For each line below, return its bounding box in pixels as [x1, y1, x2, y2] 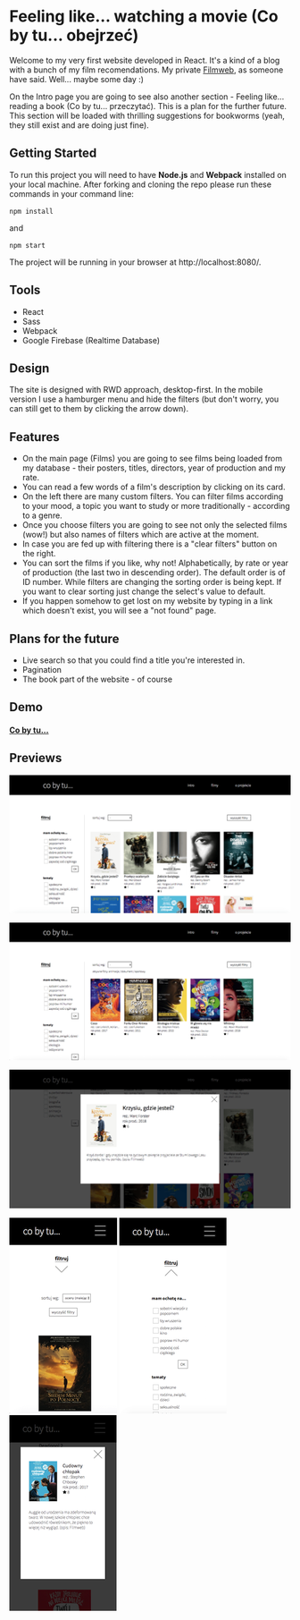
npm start [9, 241, 46, 250]
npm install [9, 207, 54, 216]
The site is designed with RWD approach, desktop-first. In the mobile [9, 385, 263, 395]
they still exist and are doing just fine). [9, 119, 149, 131]
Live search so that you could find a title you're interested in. [21, 655, 246, 666]
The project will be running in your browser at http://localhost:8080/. [9, 257, 262, 267]
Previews [9, 751, 62, 766]
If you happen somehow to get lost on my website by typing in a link [21, 596, 273, 606]
